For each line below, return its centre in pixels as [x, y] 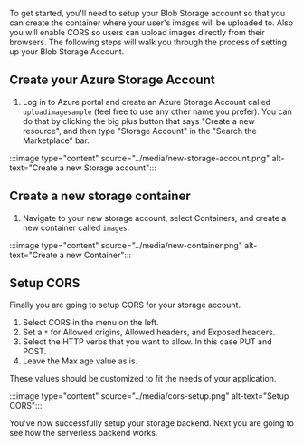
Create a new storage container [100, 196]
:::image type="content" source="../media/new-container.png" [126, 245]
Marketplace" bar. [56, 140]
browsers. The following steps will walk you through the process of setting [148, 42]
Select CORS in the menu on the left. [90, 323]
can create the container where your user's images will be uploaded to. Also [151, 23]
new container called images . [76, 227]
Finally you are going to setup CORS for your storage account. [125, 305]
